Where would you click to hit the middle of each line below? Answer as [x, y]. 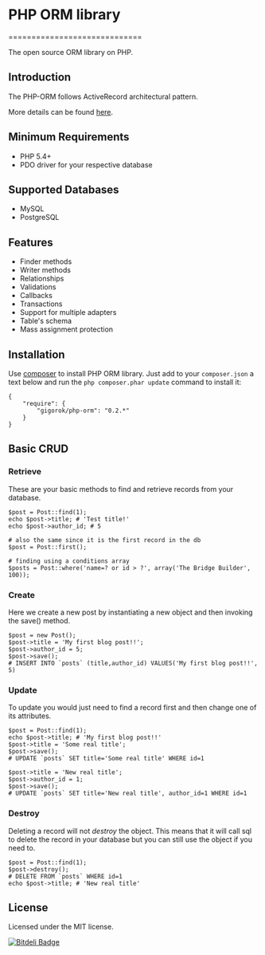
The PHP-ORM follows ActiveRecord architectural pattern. [103, 96]
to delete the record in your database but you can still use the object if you [131, 839]
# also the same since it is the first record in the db [105, 540]
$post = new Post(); [43, 635]
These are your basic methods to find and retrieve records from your [121, 489]
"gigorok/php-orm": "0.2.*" [83, 411]
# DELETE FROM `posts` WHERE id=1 [66, 876]
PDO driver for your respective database [86, 164]
